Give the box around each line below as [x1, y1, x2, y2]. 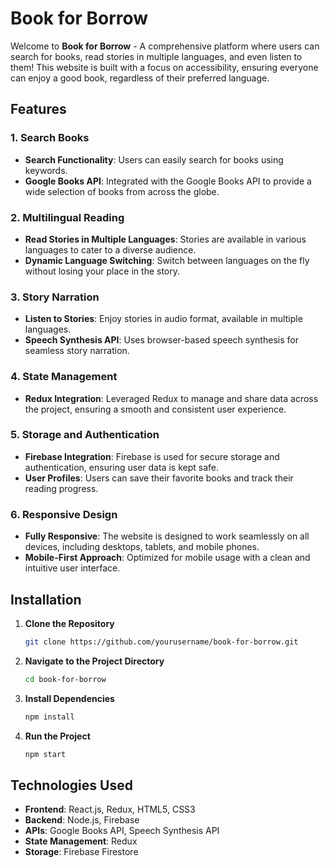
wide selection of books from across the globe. [24, 185, 220, 197]
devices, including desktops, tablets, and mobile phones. [24, 541, 260, 553]
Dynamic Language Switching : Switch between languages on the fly [24, 254, 310, 266]
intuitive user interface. [24, 562, 121, 574]
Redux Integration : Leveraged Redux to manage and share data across [24, 392, 319, 404]
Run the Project [24, 730, 91, 742]
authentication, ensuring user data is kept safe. [24, 461, 219, 473]
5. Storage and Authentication [10, 428, 160, 442]
